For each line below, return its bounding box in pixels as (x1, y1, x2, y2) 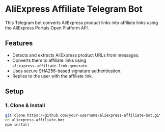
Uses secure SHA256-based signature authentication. (12, 68, 122, 74)
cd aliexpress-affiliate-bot (5, 118, 65, 123)
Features (5, 39, 33, 48)
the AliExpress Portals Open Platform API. (5, 25, 89, 30)
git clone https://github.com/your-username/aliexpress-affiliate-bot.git (5, 113, 162, 118)
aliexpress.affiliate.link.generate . (12, 62, 89, 68)
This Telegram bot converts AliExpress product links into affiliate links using (5, 20, 158, 26)
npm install (5, 122, 29, 127)
